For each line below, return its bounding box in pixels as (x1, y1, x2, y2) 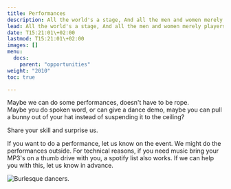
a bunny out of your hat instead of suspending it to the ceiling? (7, 113, 185, 121)
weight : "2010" (7, 67, 51, 74)
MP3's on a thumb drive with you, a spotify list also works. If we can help (7, 154, 214, 162)
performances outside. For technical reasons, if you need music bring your (7, 147, 219, 155)
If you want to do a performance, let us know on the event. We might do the (7, 140, 221, 148)
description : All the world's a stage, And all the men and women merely (7, 16, 223, 23)
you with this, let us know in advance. (7, 162, 113, 170)
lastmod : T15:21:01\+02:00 (7, 36, 85, 42)
